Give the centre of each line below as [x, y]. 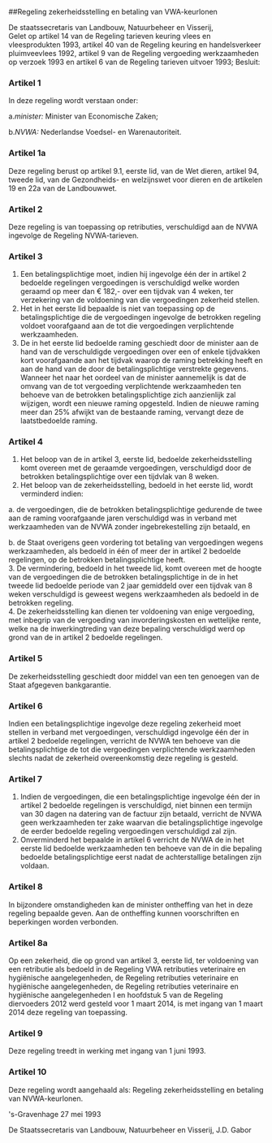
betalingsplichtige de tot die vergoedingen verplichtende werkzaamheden [132, 749]
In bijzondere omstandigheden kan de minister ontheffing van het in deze [131, 904]
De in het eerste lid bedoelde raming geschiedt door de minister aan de [139, 343]
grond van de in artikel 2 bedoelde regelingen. [86, 637]
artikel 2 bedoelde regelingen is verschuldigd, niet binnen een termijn [136, 805]
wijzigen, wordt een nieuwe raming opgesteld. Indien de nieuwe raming [140, 403]
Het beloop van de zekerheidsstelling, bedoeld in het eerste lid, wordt [136, 485]
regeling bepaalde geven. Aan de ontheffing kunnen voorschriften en [124, 913]
